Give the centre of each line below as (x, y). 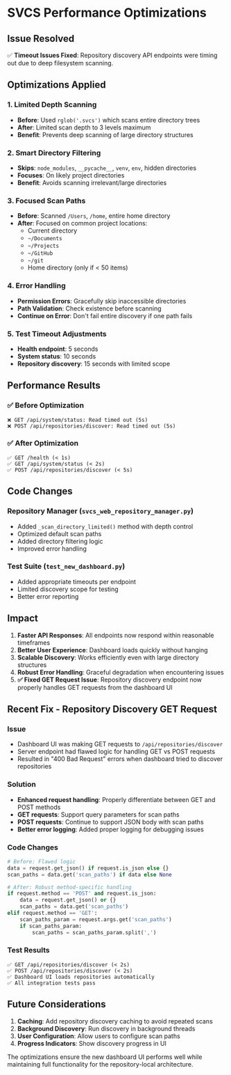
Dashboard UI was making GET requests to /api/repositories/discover (120, 744)
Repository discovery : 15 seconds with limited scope (94, 363)
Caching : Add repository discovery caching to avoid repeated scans (115, 1021)
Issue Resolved (41, 39)
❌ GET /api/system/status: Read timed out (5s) (78, 420)
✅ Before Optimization (46, 405)
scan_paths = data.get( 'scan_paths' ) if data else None (89, 874)
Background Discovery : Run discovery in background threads (106, 1028)
